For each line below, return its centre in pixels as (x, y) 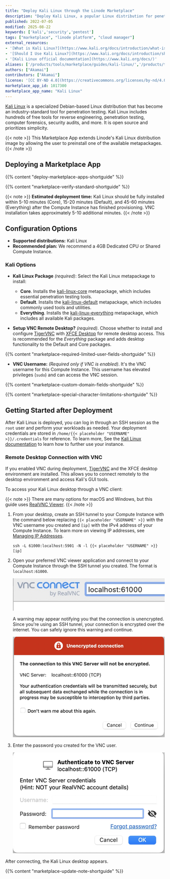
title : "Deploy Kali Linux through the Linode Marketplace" (70, 11)
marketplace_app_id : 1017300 (36, 86)
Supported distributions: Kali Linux (50, 241)
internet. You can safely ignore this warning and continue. (73, 629)
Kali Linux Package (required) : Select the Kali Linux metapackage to (84, 276)
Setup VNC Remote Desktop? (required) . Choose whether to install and (87, 328)
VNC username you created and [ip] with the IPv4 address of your (82, 525)
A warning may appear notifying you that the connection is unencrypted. (88, 619)
